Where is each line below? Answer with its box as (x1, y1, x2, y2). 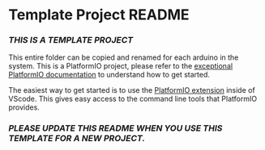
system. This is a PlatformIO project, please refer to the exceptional (8, 61, 233, 71)
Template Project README (8, 6, 190, 24)
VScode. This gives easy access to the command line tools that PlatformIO (8, 94, 258, 104)
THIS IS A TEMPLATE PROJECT (8, 35, 134, 46)
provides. (8, 102, 41, 112)
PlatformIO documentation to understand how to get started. (8, 70, 211, 80)
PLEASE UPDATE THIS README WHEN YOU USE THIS (8, 123, 223, 134)
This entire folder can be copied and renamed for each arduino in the (8, 52, 239, 62)
